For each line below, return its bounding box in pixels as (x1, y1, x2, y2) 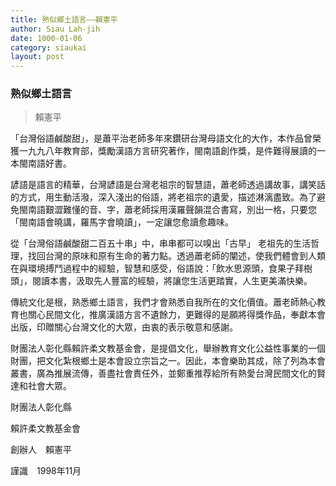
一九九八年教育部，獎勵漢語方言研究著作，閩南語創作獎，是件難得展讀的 (18, 145, 317, 157)
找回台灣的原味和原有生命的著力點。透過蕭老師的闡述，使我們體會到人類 (27, 250, 326, 262)
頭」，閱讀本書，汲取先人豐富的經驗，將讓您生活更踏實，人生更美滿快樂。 (10, 275, 313, 287)
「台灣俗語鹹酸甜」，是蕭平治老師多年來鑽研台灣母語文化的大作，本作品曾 (10, 132, 313, 145)
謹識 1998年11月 (10, 465, 82, 477)
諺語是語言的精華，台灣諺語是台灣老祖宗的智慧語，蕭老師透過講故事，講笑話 (10, 179, 326, 191)
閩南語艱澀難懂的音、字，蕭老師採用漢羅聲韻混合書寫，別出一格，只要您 (18, 204, 317, 216)
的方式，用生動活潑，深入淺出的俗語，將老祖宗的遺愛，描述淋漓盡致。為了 (10, 191, 317, 203)
